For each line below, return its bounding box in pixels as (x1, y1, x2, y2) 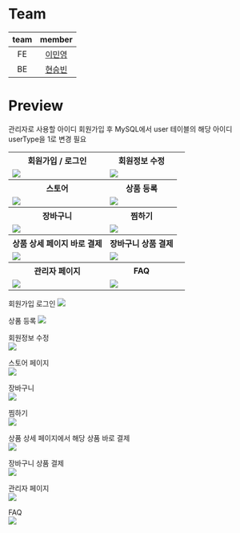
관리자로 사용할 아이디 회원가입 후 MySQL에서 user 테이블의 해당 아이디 (8, 124, 233, 133)
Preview (8, 97, 64, 115)
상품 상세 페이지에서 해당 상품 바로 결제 (8, 433, 130, 442)
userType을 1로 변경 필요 (8, 134, 86, 144)
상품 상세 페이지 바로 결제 (12, 238, 102, 249)
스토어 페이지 (8, 358, 50, 368)
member (39, 34, 74, 45)
